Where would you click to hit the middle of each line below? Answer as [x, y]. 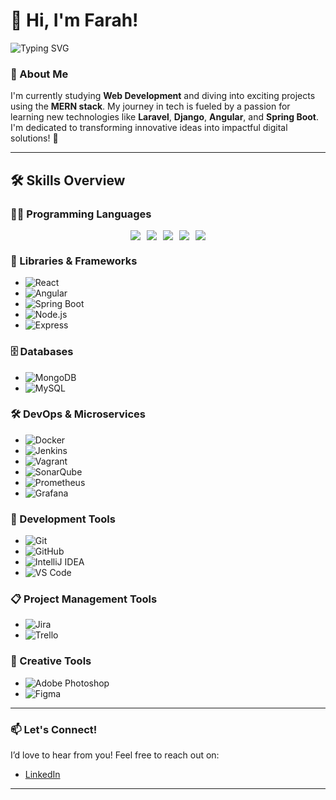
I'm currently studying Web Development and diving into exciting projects [163, 96]
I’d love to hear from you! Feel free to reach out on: [115, 755]
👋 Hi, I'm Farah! [74, 20]
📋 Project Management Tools [84, 599]
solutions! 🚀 [34, 138]
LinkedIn [42, 774]
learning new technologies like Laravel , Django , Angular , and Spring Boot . [165, 117]
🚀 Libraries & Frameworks [74, 261]
